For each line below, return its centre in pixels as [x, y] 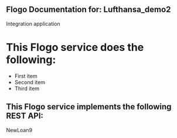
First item [26, 76]
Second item [30, 82]
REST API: [25, 116]
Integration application [33, 23]
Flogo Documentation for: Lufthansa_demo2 [88, 10]
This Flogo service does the [75, 47]
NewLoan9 [19, 130]
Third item [27, 88]
